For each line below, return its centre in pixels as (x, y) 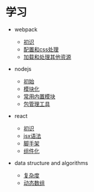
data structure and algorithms (51, 163)
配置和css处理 (41, 49)
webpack (26, 29)
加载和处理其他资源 (47, 57)
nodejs (23, 69)
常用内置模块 (39, 96)
